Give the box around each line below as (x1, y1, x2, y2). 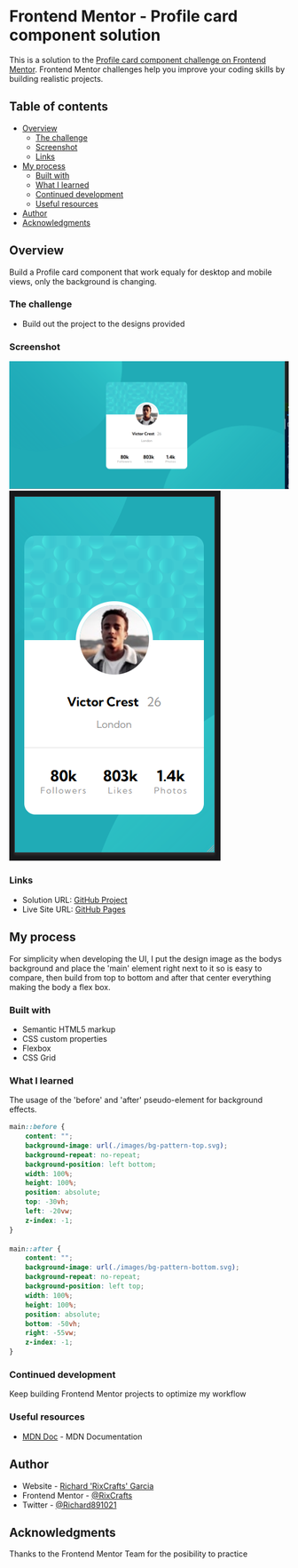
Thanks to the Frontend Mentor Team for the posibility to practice (9, 1548, 248, 1559)
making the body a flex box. (9, 981, 111, 992)
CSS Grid (21, 1052, 56, 1063)
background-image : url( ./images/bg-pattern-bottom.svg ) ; (25, 1263, 240, 1272)
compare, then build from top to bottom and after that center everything (9, 972, 272, 983)
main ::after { (9, 1244, 62, 1253)
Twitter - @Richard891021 (21, 1500, 117, 1510)
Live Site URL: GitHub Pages (21, 904, 126, 915)
